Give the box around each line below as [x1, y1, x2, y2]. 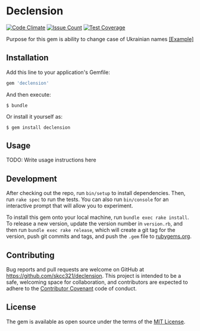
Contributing [6, 250, 55, 260]
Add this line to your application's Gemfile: [6, 69, 110, 76]
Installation [6, 52, 49, 63]
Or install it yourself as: [6, 113, 62, 120]
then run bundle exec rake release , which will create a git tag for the [6, 227, 176, 234]
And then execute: [6, 91, 51, 98]
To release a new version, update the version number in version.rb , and [6, 220, 183, 227]
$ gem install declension [6, 124, 70, 131]
